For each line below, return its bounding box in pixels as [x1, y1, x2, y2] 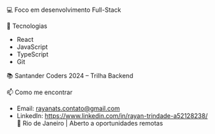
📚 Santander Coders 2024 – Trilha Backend [6, 72, 133, 80]
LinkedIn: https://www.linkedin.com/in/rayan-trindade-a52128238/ [16, 112, 208, 120]
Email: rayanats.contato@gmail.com [16, 104, 120, 112]
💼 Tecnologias [6, 22, 47, 30]
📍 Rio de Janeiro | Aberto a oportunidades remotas [16, 119, 163, 127]
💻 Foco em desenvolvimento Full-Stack [6, 6, 121, 14]
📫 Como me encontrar [6, 88, 73, 96]
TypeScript [16, 50, 49, 58]
